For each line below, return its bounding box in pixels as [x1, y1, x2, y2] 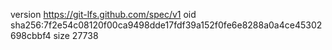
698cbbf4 [10, 30, 52, 41]
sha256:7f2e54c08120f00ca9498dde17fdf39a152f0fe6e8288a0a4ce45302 [10, 19, 323, 31]
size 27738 [53, 30, 99, 41]
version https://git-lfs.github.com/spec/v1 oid [10, 9, 197, 20]
